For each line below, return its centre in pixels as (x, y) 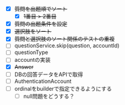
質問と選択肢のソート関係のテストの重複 (64, 39)
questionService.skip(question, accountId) (67, 46)
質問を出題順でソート (41, 9)
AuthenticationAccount (43, 81)
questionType (31, 52)
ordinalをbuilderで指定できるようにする (63, 88)
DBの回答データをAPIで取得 (49, 74)
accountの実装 (32, 60)
